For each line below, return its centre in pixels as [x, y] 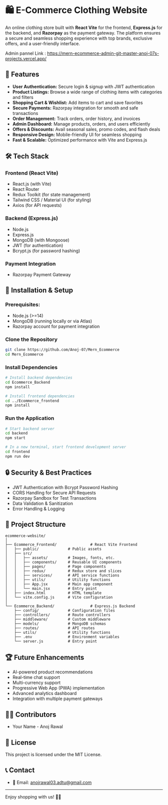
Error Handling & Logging [38, 509]
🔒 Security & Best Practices [48, 473]
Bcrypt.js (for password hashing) [46, 251]
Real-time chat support [36, 677]
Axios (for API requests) [37, 205]
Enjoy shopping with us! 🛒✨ [33, 796]
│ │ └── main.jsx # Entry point [51, 589]
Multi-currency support [36, 683]
